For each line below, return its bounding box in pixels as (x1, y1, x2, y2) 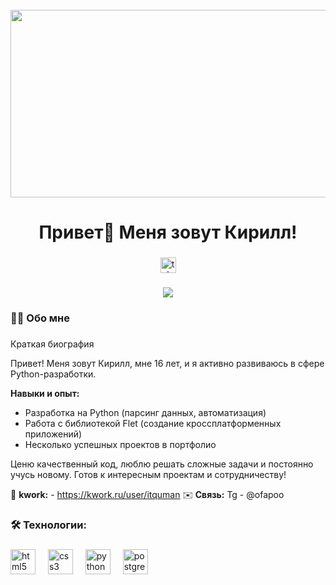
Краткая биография (10, 338, 95, 350)
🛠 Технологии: (10, 518, 87, 532)
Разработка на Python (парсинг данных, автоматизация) (24, 406, 267, 418)
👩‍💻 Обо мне (10, 311, 71, 325)
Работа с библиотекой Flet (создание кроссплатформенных (24, 417, 282, 429)
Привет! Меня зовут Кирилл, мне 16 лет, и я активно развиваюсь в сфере (10, 357, 325, 369)
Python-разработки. (10, 368, 97, 380)
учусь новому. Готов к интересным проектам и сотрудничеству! (10, 468, 287, 480)
